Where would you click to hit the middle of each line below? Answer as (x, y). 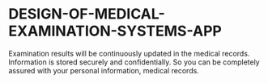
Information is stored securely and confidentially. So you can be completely (134, 62)
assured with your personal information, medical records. (104, 70)
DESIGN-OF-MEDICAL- (87, 14)
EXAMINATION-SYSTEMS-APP (115, 31)
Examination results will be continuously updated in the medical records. (129, 53)
